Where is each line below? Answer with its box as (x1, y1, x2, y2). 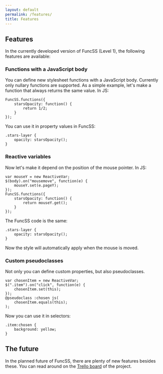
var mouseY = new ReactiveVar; (5, 174, 70, 179)
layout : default (5, 7, 39, 12)
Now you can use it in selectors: (5, 313, 71, 319)
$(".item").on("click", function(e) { (5, 282, 85, 287)
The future (5, 345, 39, 353)
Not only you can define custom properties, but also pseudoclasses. (5, 269, 145, 275)
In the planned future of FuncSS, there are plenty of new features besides (5, 358, 156, 364)
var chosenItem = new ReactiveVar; (5, 278, 79, 283)
